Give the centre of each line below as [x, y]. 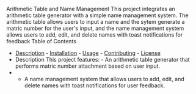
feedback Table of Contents [41, 41]
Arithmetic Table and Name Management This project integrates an [91, 9]
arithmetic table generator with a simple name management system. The [98, 15]
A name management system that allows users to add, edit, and [104, 79]
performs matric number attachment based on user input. [88, 66]
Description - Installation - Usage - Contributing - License [88, 53]
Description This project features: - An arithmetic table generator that [103, 60]
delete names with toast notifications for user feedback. [95, 85]
